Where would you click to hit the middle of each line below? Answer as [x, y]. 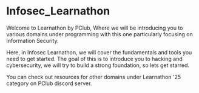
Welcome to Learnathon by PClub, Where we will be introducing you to [95, 28]
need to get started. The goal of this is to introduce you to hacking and [95, 59]
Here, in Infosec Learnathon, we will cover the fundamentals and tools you [99, 52]
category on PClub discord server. [49, 83]
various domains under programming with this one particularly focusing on [99, 34]
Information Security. [32, 40]
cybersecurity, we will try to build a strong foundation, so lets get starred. [98, 65]
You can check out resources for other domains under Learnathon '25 [94, 77]
